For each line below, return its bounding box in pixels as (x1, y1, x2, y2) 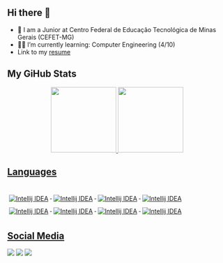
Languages (7, 166, 57, 178)
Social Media (7, 230, 65, 241)
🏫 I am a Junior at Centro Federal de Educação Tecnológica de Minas (17, 25, 217, 33)
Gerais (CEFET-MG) (17, 33, 75, 41)
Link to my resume (17, 47, 71, 56)
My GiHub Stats (7, 68, 77, 80)
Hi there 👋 (7, 7, 51, 19)
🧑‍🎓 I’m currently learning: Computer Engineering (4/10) (17, 40, 176, 49)
